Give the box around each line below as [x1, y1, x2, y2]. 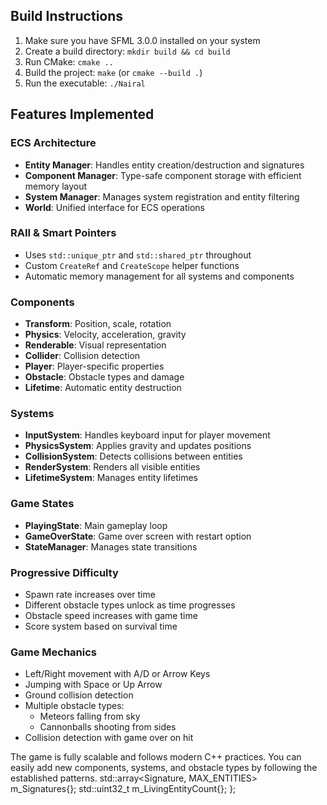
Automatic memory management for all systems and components [24, 270, 295, 282]
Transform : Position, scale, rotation [24, 318, 172, 330]
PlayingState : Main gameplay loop [24, 519, 168, 531]
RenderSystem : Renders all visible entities [24, 461, 201, 473]
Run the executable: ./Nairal [24, 77, 146, 89]
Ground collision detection [24, 689, 134, 701]
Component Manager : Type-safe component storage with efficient [24, 169, 302, 181]
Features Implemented [10, 106, 155, 123]
